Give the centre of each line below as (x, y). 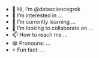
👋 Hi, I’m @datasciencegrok (46, 9)
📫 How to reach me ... (40, 35)
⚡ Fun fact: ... (28, 50)
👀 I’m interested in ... (37, 15)
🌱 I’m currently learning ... (44, 22)
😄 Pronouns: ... (31, 43)
